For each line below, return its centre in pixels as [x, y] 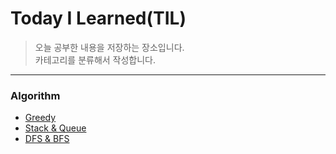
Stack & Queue [55, 128]
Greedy [40, 118]
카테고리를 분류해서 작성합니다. [95, 59]
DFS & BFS [47, 139]
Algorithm [35, 95]
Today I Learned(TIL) [98, 18]
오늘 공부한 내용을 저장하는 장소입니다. [109, 47]
